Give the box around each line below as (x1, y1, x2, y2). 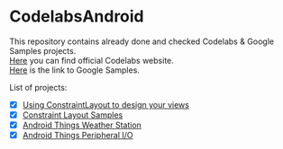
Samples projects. (9, 45, 77, 56)
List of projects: (9, 82, 68, 92)
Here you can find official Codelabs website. (9, 55, 174, 66)
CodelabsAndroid (9, 6, 144, 27)
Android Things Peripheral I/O (22, 130, 133, 141)
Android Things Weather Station (22, 119, 142, 131)
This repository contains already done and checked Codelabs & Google (9, 36, 275, 47)
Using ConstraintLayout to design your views (22, 99, 189, 110)
